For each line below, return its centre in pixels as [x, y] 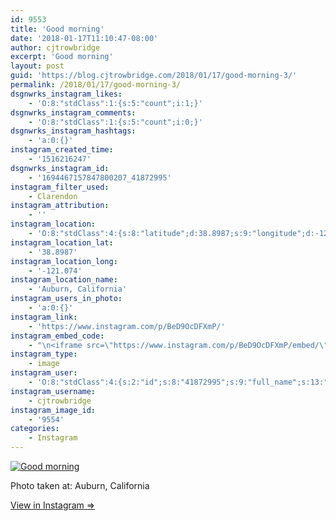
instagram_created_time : [62, 150]
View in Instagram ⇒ [53, 505]
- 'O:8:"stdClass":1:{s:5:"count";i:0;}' [115, 122]
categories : [35, 429]
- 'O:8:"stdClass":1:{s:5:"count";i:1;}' [115, 103]
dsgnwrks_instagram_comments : [73, 112]
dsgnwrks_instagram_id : [60, 168]
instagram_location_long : [64, 261]
